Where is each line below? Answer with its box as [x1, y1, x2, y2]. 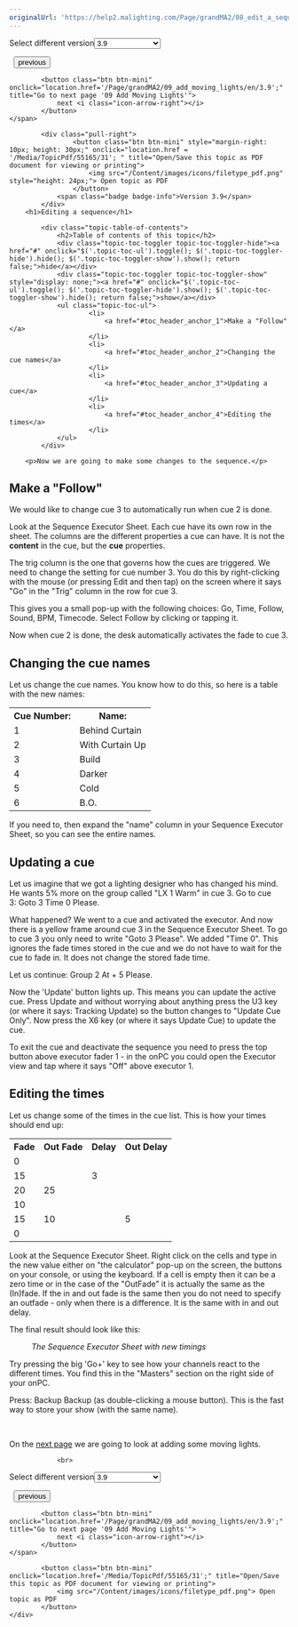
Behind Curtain [79, 724, 142, 737]
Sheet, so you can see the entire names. [9, 829, 157, 840]
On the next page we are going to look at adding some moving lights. [9, 1438, 262, 1449]
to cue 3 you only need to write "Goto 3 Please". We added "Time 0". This [9, 933, 278, 944]
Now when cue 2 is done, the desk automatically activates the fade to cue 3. [9, 630, 288, 640]
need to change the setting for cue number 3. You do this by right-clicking [9, 567, 280, 578]
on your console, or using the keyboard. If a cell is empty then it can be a [9, 1269, 277, 1279]
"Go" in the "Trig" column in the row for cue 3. [9, 586, 178, 597]
